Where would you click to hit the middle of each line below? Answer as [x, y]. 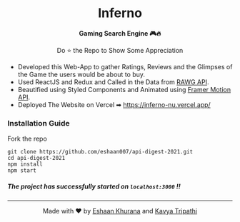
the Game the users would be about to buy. [81, 74]
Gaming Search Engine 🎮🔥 [120, 33]
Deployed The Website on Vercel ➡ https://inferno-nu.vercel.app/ [114, 104]
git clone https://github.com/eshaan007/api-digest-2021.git [100, 152]
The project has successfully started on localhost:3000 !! [94, 186]
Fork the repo [27, 139]
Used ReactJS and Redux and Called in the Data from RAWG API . [113, 82]
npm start [22, 171]
